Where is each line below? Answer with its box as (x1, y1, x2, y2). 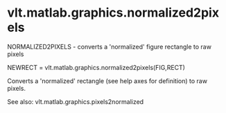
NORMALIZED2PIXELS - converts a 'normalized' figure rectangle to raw (7, 42, 211, 51)
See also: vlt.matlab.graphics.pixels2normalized (7, 97, 144, 105)
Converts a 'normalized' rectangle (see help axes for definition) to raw (7, 76, 208, 85)
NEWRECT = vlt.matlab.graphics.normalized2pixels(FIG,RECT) (7, 63, 186, 71)
